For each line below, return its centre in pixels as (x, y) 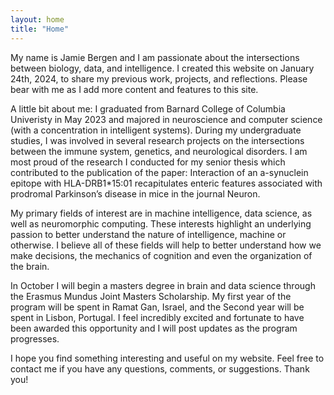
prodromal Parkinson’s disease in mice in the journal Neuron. (135, 193)
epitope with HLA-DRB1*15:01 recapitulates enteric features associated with (166, 183)
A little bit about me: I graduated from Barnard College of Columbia (148, 108)
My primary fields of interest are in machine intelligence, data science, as (161, 213)
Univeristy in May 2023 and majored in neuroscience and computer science (166, 119)
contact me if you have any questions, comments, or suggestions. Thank (160, 368)
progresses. (35, 338)
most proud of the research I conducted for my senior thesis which (148, 162)
